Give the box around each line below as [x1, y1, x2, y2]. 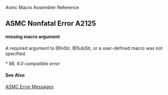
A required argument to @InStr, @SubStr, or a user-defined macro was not [5, 45, 163, 51]
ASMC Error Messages [5, 83, 54, 89]
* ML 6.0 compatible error [5, 60, 61, 66]
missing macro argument [5, 33, 60, 40]
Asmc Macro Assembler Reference [5, 5, 79, 10]
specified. [5, 50, 27, 56]
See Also [5, 72, 25, 79]
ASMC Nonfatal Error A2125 [5, 19, 97, 28]
